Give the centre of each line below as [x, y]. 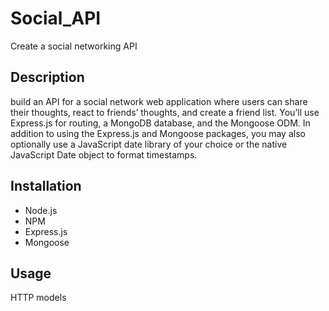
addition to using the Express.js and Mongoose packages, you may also [158, 133]
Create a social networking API [74, 46]
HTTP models [38, 298]
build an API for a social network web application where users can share [159, 101]
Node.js [41, 210]
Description [47, 77]
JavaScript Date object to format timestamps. [104, 154]
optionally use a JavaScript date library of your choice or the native [149, 144]
